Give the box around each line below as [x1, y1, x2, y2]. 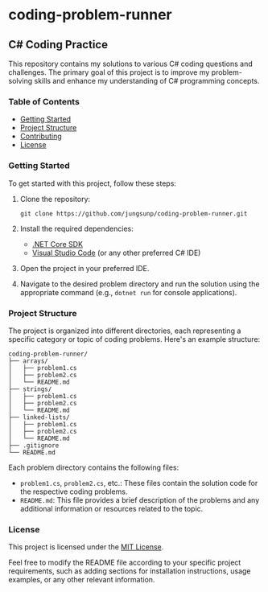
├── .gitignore [8, 441, 60, 450]
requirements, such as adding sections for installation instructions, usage [8, 566, 251, 576]
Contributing [19, 131, 62, 142]
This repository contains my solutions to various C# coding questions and [8, 59, 254, 68]
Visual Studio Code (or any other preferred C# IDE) [31, 248, 201, 257]
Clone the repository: [19, 194, 91, 203]
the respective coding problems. [19, 487, 128, 496]
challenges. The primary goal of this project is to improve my [8, 68, 210, 77]
